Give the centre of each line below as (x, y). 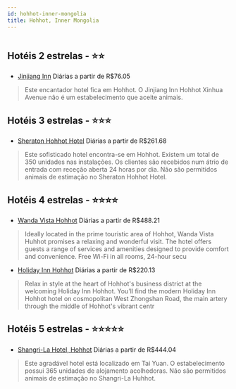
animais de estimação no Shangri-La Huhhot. (90, 378)
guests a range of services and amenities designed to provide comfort (126, 249)
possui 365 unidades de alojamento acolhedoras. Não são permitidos (125, 371)
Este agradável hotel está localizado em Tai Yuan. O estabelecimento (125, 363)
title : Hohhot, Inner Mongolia (53, 20)
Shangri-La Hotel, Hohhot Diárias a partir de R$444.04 (97, 350)
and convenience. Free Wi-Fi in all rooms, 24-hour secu (105, 256)
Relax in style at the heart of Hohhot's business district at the (113, 283)
